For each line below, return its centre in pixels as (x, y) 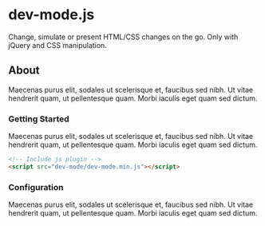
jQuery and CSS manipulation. (58, 45)
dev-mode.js (51, 15)
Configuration (36, 187)
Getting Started (39, 119)
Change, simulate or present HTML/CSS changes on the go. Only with (123, 37)
